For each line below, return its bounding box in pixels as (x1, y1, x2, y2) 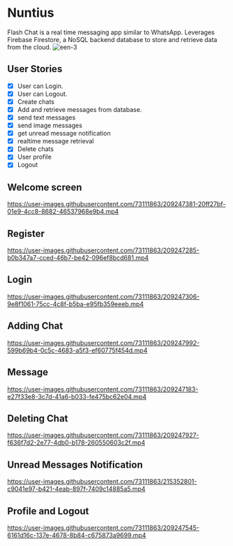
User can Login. (17, 82, 63, 90)
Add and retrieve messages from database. (17, 105, 142, 113)
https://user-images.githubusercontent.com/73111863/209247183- (7, 385, 199, 393)
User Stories (7, 63, 63, 75)
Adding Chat (7, 320, 63, 332)
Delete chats (17, 145, 54, 153)
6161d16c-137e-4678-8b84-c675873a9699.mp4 (7, 531, 146, 539)
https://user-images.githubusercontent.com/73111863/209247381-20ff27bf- (7, 200, 226, 208)
